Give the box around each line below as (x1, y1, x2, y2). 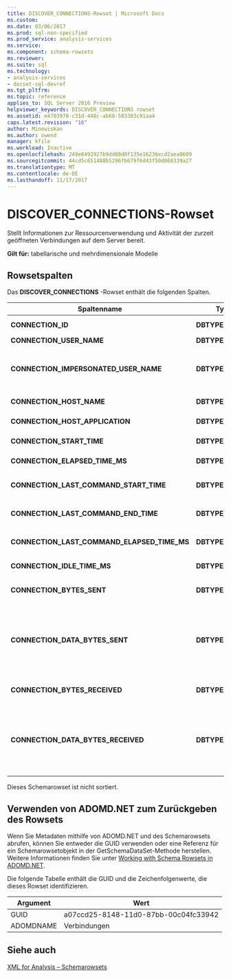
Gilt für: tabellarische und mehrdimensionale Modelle (7, 249, 158, 258)
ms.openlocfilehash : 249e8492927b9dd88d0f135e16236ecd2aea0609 (7, 151, 192, 158)
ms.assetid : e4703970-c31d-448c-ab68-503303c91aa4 (7, 112, 155, 119)
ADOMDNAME (10, 921, 57, 930)
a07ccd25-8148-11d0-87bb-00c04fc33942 (63, 910, 219, 919)
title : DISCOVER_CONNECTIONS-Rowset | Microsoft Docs (7, 10, 165, 17)
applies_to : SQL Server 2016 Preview (7, 100, 115, 107)
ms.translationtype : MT (7, 163, 76, 171)
